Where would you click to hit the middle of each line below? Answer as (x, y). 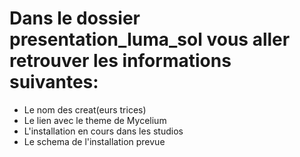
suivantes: (54, 82)
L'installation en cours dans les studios (103, 131)
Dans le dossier (75, 18)
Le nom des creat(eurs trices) (85, 109)
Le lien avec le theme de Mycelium (95, 120)
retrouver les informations (120, 61)
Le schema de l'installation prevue (94, 141)
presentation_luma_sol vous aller (150, 39)
